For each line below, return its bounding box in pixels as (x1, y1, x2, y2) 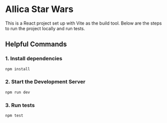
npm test (5, 113, 24, 118)
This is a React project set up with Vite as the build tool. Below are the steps (5, 20, 162, 26)
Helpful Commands (5, 40, 67, 49)
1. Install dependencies (5, 55, 63, 62)
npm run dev (5, 89, 30, 95)
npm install (5, 66, 30, 71)
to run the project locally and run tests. (5, 25, 85, 31)
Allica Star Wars (5, 4, 74, 15)
